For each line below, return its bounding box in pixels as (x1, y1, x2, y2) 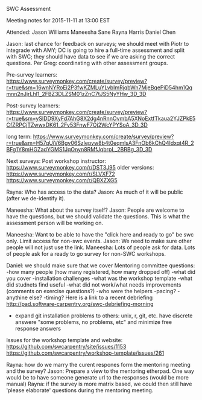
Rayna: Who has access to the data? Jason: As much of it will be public (6, 188, 183, 195)
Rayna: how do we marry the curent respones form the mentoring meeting (6, 361, 191, 368)
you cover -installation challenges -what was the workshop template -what (6, 275, 193, 282)
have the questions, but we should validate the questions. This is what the (6, 213, 190, 220)
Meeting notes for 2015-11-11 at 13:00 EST (6, 17, 110, 24)
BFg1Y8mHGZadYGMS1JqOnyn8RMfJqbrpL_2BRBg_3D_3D (6, 146, 153, 153)
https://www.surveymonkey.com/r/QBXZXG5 (6, 177, 118, 183)
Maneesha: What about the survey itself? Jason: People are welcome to (6, 206, 185, 214)
